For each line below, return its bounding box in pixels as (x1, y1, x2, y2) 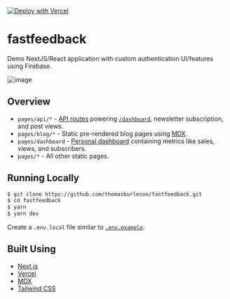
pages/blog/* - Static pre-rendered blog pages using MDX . (17, 129, 188, 138)
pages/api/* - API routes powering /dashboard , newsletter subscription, (17, 114, 224, 123)
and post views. (17, 121, 64, 130)
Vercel (17, 269, 36, 277)
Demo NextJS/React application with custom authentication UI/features (7, 54, 214, 62)
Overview (7, 95, 51, 108)
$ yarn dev (7, 211, 39, 218)
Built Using (7, 243, 56, 255)
